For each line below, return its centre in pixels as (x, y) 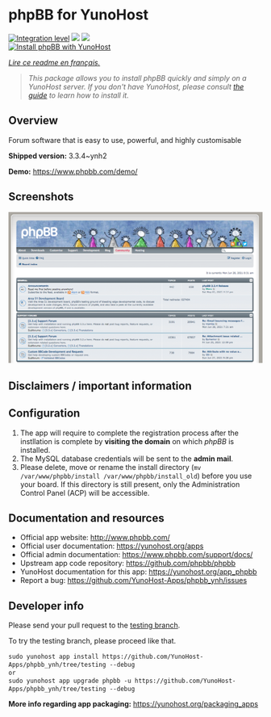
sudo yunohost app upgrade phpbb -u (70, 681)
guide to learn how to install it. (78, 95)
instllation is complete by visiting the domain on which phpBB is (127, 441)
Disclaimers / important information (100, 386)
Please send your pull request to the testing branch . (94, 625)
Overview (33, 121)
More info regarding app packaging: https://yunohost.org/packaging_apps (133, 704)
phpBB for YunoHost (79, 15)
